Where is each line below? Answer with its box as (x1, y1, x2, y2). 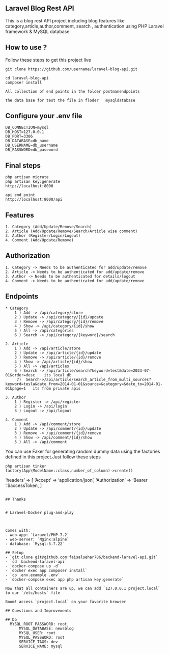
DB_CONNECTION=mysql (5, 125, 49, 130)
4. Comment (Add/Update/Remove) (5, 238, 74, 243)
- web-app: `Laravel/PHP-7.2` (5, 532, 70, 537)
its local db (44, 372, 72, 377)
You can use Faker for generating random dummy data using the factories (5, 448, 160, 454)
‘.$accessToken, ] (5, 482, 42, 488)
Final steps (5, 161, 41, 170)
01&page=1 (5, 386, 26, 391)
